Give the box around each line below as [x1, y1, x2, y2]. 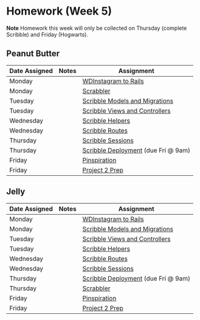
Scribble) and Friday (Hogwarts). [6, 30, 88, 38]
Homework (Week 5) [6, 4, 112, 18]
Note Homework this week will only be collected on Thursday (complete [6, 24, 187, 32]
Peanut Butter [6, 49, 60, 59]
